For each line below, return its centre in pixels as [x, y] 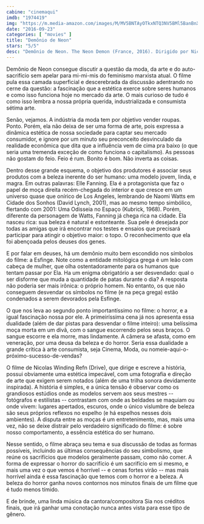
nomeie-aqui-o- [169, 349]
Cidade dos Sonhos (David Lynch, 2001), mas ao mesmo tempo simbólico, [99, 202]
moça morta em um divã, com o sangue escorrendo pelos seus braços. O [98, 330]
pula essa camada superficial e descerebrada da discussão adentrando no [100, 82]
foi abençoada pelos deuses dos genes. [56, 241]
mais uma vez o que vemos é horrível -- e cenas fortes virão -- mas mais [98, 470]
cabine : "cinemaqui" [32, 12]
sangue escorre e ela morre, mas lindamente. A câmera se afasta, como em [101, 336]
